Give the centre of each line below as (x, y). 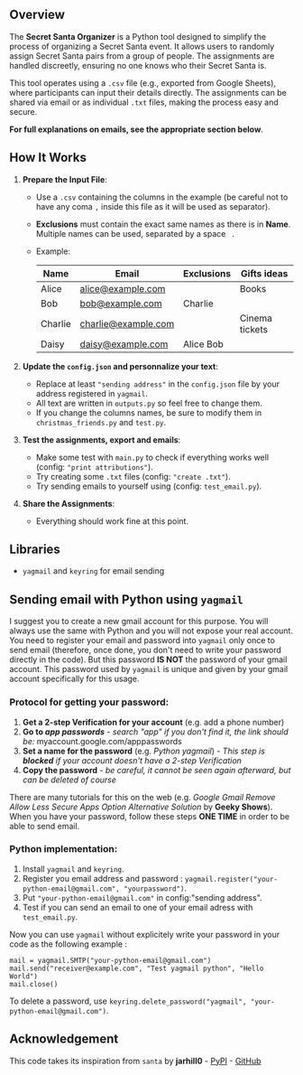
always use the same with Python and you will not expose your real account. (151, 631)
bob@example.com (121, 304)
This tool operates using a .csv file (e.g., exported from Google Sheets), (143, 83)
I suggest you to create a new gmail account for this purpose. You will (139, 622)
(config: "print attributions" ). (94, 467)
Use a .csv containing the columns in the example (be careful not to (162, 197)
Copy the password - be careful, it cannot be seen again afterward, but (156, 770)
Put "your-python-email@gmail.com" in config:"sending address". (142, 897)
